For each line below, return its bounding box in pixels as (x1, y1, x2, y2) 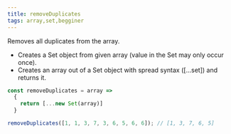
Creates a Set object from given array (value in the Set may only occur (17, 51, 224, 59)
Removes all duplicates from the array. (7, 36, 120, 45)
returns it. (17, 73, 46, 82)
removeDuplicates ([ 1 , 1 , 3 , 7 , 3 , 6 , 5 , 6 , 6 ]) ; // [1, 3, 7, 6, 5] (7, 120, 215, 127)
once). (17, 58, 37, 66)
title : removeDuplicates (7, 10, 81, 18)
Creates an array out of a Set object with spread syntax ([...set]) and (17, 66, 218, 74)
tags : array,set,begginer (7, 17, 84, 24)
